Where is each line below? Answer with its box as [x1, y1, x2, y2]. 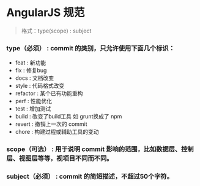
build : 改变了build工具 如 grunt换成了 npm [15, 113, 122, 120]
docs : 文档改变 [15, 74, 54, 82]
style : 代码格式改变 [15, 82, 65, 90]
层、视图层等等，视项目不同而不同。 [6, 154, 113, 163]
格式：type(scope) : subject [21, 27, 92, 34]
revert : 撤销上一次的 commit [15, 120, 87, 128]
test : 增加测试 [15, 105, 51, 112]
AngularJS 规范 [6, 6, 85, 20]
